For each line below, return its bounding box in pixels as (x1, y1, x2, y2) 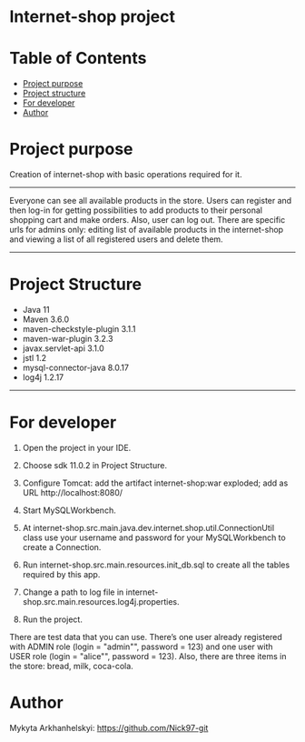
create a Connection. (22, 541, 102, 552)
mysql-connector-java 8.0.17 (22, 362, 130, 373)
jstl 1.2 (22, 353, 47, 363)
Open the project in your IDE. (22, 442, 132, 453)
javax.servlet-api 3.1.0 (22, 343, 104, 354)
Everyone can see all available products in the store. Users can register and (9, 196, 292, 206)
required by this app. (22, 568, 101, 579)
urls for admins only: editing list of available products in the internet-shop (9, 225, 284, 236)
